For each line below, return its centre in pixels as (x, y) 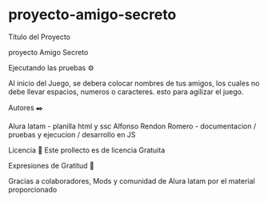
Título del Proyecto (39, 37)
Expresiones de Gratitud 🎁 (51, 165)
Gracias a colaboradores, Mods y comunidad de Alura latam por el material (132, 180)
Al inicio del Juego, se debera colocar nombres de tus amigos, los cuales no (134, 83)
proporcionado (33, 189)
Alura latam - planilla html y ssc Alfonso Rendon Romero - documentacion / (132, 126)
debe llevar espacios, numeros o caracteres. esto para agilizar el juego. (126, 91)
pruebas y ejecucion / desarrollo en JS (72, 134)
